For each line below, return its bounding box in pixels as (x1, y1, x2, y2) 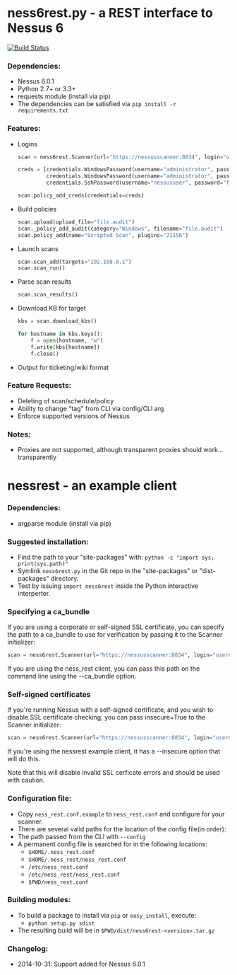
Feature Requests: (7, 381, 72, 391)
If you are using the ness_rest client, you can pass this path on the (7, 664, 200, 673)
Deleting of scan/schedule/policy (17, 396, 114, 405)
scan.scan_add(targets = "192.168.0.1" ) (17, 258, 132, 265)
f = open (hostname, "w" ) (30, 337, 104, 344)
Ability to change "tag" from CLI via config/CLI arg (17, 404, 164, 412)
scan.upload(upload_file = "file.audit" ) (17, 218, 135, 226)
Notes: (7, 429, 31, 439)
